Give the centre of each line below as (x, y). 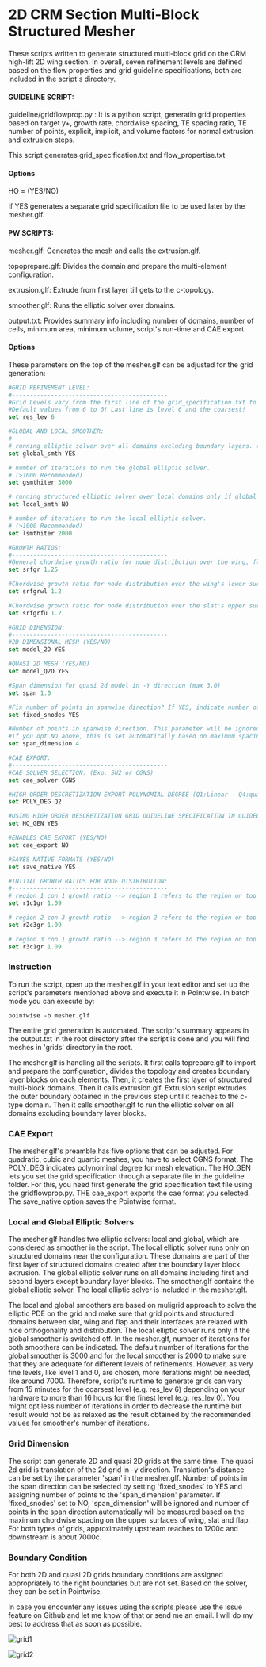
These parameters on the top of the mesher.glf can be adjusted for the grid (131, 364)
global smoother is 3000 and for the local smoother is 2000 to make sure (127, 1356)
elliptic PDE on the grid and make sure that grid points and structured (121, 1313)
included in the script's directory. (62, 79)
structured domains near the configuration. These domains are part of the (129, 1256)
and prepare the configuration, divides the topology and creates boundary (129, 1071)
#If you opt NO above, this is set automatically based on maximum (122, 736)
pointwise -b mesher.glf (49, 1016)
